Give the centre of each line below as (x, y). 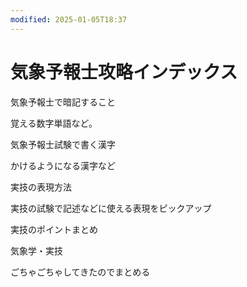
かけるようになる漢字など (63, 165)
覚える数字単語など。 (54, 123)
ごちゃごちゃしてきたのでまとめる (80, 272)
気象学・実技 (36, 250)
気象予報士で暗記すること (63, 102)
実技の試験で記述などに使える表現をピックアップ (111, 208)
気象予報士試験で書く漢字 (63, 144)
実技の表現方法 (41, 187)
